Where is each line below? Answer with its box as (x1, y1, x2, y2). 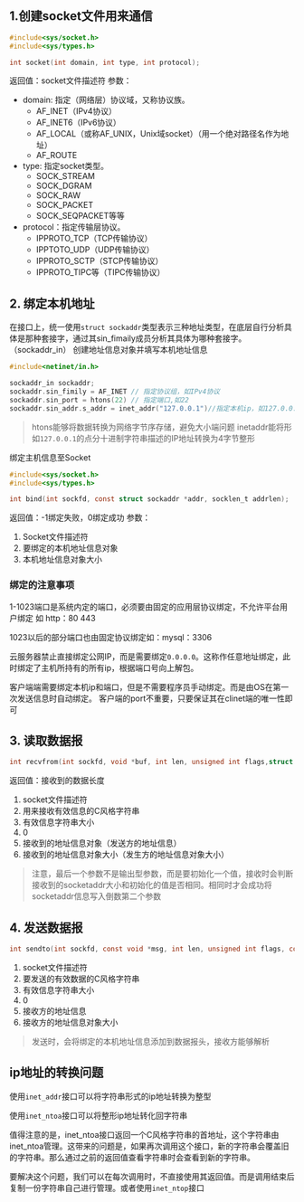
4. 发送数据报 (9, 920, 83, 935)
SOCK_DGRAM (35, 180, 92, 192)
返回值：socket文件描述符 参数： (9, 75, 132, 86)
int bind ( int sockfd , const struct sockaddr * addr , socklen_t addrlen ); (9, 495, 290, 504)
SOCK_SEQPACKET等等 (35, 211, 125, 222)
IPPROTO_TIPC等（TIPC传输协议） (35, 267, 166, 278)
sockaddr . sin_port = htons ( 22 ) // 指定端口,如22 (9, 395, 190, 404)
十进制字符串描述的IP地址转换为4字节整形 (100, 432, 255, 443)
